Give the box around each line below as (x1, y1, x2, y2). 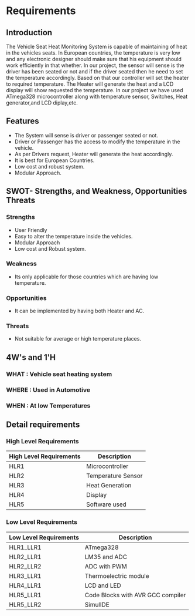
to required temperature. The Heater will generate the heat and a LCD (6, 80, 174, 87)
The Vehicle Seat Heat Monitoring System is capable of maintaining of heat (6, 43, 187, 50)
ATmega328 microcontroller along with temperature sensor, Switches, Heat (6, 93, 188, 100)
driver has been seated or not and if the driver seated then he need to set (6, 68, 183, 75)
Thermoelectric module (84, 571, 149, 580)
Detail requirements (6, 419, 80, 429)
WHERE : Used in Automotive (6, 386, 91, 394)
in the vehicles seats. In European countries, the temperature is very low (6, 49, 180, 56)
